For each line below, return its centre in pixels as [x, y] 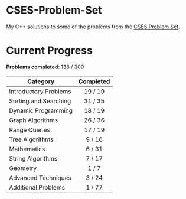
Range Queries [30, 129]
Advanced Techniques [40, 178]
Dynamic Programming [41, 110]
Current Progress [49, 50]
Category [41, 81]
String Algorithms [33, 158]
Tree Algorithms [31, 139]
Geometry [23, 168]
